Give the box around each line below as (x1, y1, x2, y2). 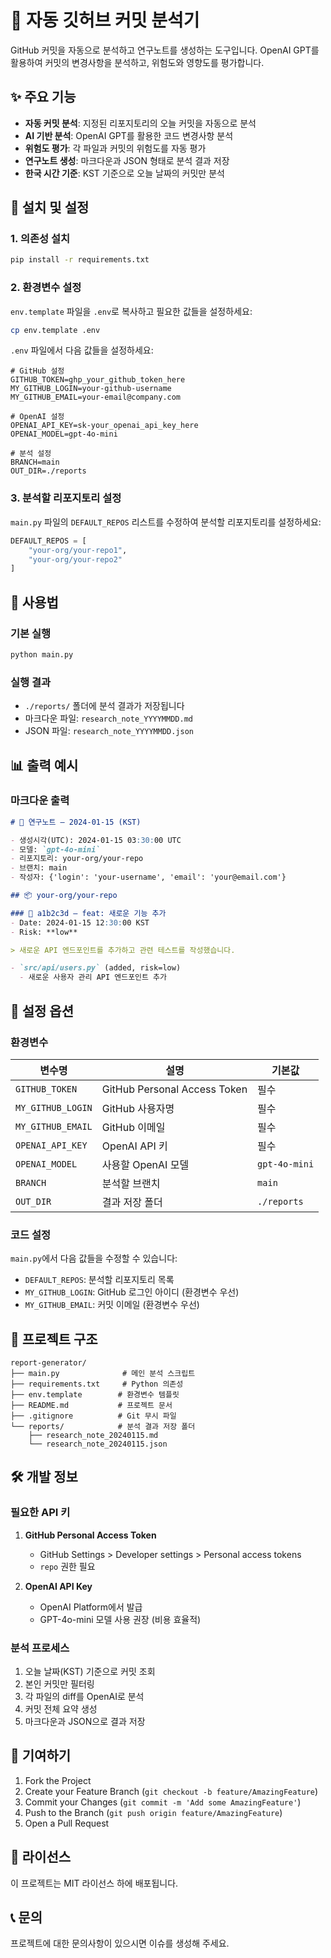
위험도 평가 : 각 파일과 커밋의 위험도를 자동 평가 (24, 142, 207, 154)
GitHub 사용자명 (101, 1101, 175, 1115)
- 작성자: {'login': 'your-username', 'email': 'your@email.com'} (10, 872, 287, 883)
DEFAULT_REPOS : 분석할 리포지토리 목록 (24, 1274, 175, 1286)
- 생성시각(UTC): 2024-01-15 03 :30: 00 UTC (10, 835, 182, 845)
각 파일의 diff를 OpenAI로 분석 (24, 1690, 145, 1702)
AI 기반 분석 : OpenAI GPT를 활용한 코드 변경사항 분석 (24, 129, 234, 141)
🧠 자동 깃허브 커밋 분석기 (10, 9, 200, 32)
